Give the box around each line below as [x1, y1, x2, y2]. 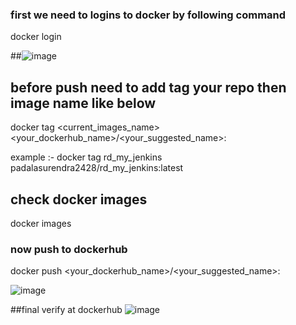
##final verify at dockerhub [10, 304, 123, 316]
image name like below [10, 94, 157, 112]
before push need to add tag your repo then [10, 79, 287, 96]
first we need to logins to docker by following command [10, 8, 287, 22]
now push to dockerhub [10, 242, 128, 256]
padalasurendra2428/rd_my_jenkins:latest [10, 162, 184, 174]
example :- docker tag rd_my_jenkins [10, 151, 163, 163]
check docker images [10, 191, 148, 208]
